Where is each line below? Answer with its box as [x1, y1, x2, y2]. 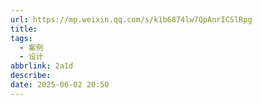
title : [10, 24, 38, 34]
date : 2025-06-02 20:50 [10, 80, 110, 90]
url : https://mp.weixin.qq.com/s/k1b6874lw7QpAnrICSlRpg [10, 14, 253, 25]
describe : [10, 71, 52, 81]
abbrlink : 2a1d [10, 61, 74, 71]
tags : [10, 33, 33, 43]
